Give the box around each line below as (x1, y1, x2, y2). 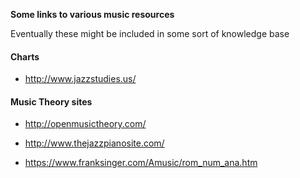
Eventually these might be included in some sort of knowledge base (10, 28, 290, 39)
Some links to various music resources (10, 9, 175, 20)
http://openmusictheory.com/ (24, 118, 147, 130)
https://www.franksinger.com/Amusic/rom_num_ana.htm (24, 157, 258, 169)
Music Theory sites (10, 95, 93, 108)
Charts (10, 50, 40, 63)
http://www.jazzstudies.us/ (24, 73, 137, 85)
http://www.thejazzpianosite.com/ (24, 137, 165, 149)
